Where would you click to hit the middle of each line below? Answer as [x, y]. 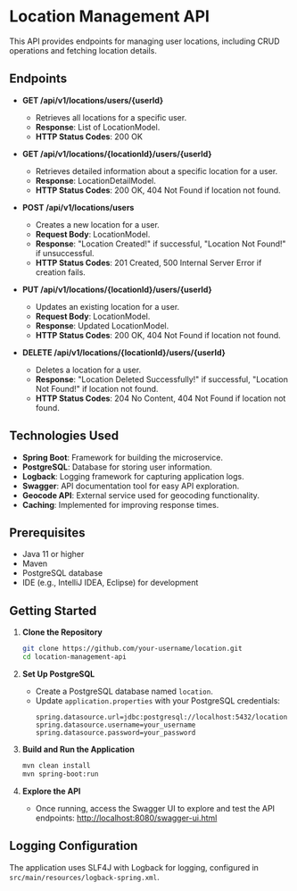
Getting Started [53, 610]
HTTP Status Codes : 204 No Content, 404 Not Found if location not [161, 398]
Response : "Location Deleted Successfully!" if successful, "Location [161, 379]
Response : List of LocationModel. [98, 127]
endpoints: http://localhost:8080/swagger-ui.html [126, 818]
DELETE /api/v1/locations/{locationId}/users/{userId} [124, 352]
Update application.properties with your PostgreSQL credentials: [158, 700]
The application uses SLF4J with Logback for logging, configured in [134, 867]
